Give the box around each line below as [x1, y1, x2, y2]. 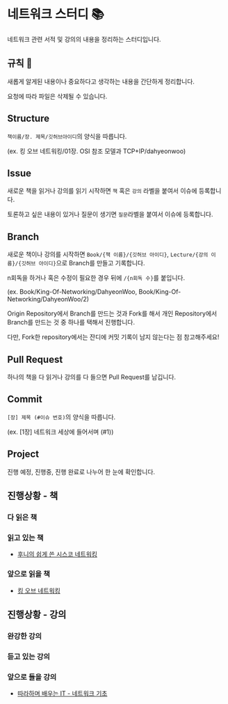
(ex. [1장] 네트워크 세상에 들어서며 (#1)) [7, 428, 114, 436]
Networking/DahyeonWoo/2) [7, 295, 89, 304]
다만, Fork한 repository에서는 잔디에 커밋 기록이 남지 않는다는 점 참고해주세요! [7, 333, 220, 341]
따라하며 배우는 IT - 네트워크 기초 [17, 689, 108, 698]
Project [7, 448, 40, 460]
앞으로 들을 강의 [7, 672, 57, 682]
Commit [7, 393, 43, 405]
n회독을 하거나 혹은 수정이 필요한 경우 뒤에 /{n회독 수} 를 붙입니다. [7, 274, 186, 282]
